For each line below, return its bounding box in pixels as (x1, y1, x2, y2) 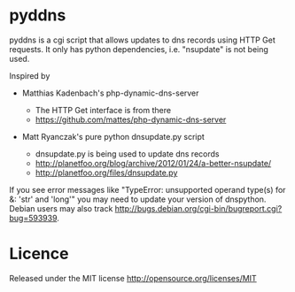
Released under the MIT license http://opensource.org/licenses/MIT (9, 273, 257, 283)
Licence (9, 244, 69, 264)
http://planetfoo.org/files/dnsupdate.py (35, 167, 178, 178)
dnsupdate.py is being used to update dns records (35, 148, 220, 159)
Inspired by (9, 70, 50, 81)
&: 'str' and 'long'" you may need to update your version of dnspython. (9, 194, 267, 204)
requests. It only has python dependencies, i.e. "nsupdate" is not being (9, 43, 268, 54)
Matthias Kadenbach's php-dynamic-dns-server (21, 88, 199, 98)
